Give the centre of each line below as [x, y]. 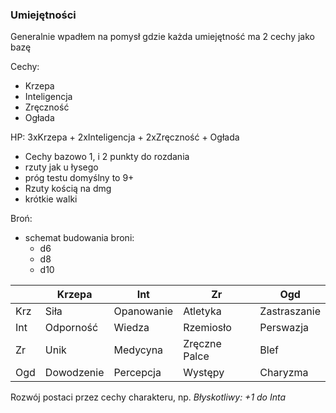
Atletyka [202, 311]
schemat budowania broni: [79, 238]
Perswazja [284, 328]
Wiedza [131, 328]
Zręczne [202, 344]
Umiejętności [43, 15]
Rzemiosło [207, 328]
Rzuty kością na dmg [68, 189]
